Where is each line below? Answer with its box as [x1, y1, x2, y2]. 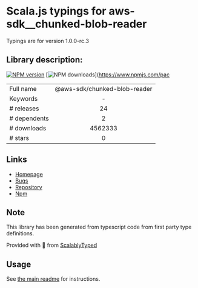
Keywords [9, 94, 38, 102]
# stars [9, 133, 29, 142]
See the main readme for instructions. [6, 275, 101, 283]
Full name [9, 84, 38, 93]
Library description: [6, 55, 83, 65]
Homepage [15, 170, 44, 178]
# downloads [9, 124, 47, 132]
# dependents [9, 114, 50, 122]
